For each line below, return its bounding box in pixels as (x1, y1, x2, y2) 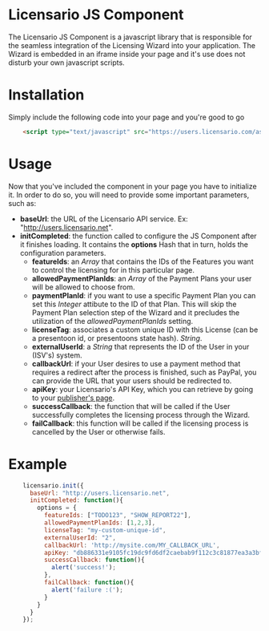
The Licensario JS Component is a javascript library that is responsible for (8, 32, 252, 42)
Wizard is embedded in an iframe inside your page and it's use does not (8, 49, 246, 59)
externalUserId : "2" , (43, 533, 116, 542)
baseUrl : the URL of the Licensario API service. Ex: (19, 214, 188, 224)
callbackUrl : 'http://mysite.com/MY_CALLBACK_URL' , (43, 541, 220, 549)
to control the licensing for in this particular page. (31, 265, 195, 274)
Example (8, 455, 67, 473)
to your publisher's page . (31, 393, 115, 402)
